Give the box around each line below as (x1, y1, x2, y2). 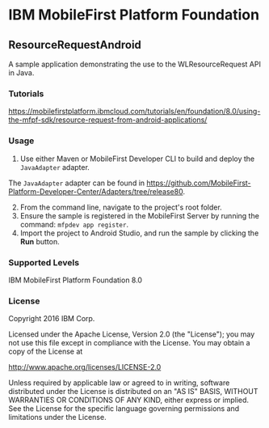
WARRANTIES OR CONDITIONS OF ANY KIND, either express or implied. (8, 395, 249, 405)
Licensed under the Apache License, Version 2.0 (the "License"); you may (8, 329, 255, 339)
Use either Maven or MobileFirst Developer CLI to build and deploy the (19, 154, 255, 163)
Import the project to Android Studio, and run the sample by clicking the (19, 228, 259, 238)
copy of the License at (8, 346, 83, 357)
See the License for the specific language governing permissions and (8, 404, 240, 413)
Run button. (19, 236, 60, 246)
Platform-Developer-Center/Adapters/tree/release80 (8, 186, 183, 196)
